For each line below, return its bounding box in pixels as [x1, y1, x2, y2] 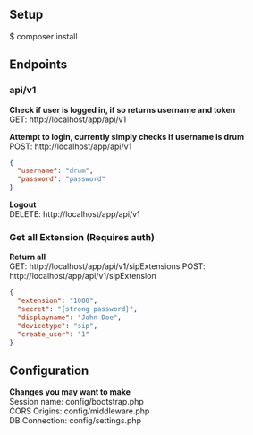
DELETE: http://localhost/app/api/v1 [9, 209, 140, 219]
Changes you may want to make [9, 387, 131, 397]
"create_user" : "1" [17, 329, 90, 339]
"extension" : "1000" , [17, 296, 98, 306]
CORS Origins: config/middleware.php [9, 405, 150, 416]
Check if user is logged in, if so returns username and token [9, 104, 236, 115]
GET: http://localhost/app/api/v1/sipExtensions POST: [9, 261, 206, 272]
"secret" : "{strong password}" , [17, 305, 139, 314]
